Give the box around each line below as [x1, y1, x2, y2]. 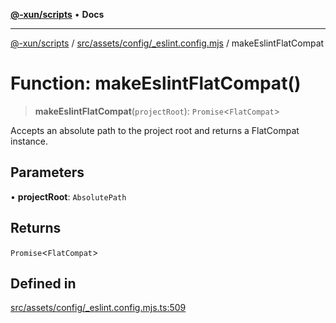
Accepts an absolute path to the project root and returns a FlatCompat [10, 124, 300, 136]
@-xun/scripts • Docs [10, 9, 105, 20]
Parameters [10, 164, 85, 181]
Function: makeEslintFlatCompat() [10, 72, 302, 95]
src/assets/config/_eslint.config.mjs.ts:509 [10, 302, 187, 314]
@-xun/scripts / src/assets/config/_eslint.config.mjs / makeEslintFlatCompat [10, 37, 325, 49]
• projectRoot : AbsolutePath [10, 190, 127, 203]
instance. [10, 135, 49, 147]
